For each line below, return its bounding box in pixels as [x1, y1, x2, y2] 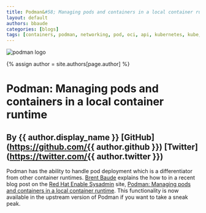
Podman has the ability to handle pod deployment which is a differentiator [6, 168, 193, 175]
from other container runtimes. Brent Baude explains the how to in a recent [6, 174, 195, 181]
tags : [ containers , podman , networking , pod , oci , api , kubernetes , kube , [6, 32, 202, 38]
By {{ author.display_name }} [6, 132, 120, 143]
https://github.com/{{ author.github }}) [9, 141, 162, 152]
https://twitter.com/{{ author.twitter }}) [9, 151, 164, 162]
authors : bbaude [6, 20, 48, 26]
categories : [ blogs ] [6, 26, 59, 32]
